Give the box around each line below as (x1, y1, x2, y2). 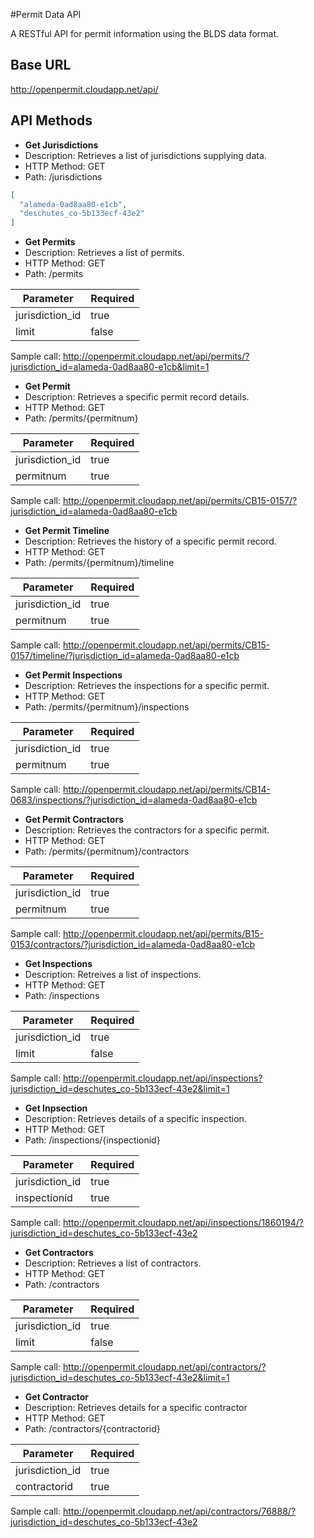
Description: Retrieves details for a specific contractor (24, 1402, 248, 1414)
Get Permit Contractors (24, 814, 124, 826)
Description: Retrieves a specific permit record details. (24, 391, 250, 403)
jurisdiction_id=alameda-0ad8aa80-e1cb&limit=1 (10, 361, 210, 373)
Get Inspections (24, 958, 93, 970)
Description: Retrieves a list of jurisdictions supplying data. (24, 149, 267, 161)
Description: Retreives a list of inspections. (24, 969, 202, 981)
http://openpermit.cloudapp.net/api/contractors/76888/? (62, 1505, 297, 1518)
